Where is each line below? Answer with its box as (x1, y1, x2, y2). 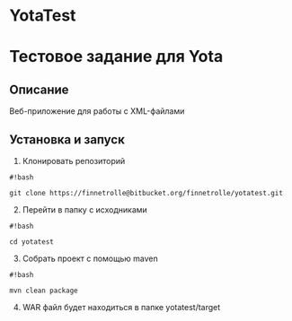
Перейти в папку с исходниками (22, 204, 148, 215)
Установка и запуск (9, 132, 126, 147)
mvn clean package (9, 286, 78, 295)
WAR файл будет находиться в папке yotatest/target (22, 302, 221, 312)
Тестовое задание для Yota (9, 47, 224, 67)
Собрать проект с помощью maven (22, 253, 159, 264)
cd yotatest (9, 238, 54, 247)
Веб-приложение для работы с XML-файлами (9, 106, 185, 117)
